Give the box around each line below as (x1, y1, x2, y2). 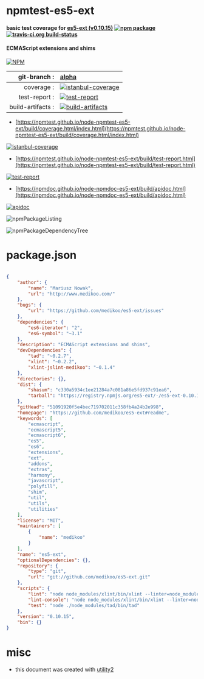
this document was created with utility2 (15, 666, 114, 673)
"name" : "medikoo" (38, 535, 86, 541)
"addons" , (28, 461, 53, 467)
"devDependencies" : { (17, 347, 72, 354)
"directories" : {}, (17, 375, 67, 382)
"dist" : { (17, 382, 42, 388)
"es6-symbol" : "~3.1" (28, 330, 83, 336)
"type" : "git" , (28, 568, 67, 575)
